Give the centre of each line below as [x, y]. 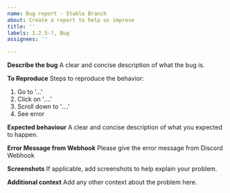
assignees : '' [28, 39]
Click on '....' [35, 99]
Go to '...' [30, 92]
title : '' [21, 26]
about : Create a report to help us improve [71, 20]
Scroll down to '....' [44, 107]
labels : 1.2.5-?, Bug [38, 33]
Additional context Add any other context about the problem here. [102, 182]
